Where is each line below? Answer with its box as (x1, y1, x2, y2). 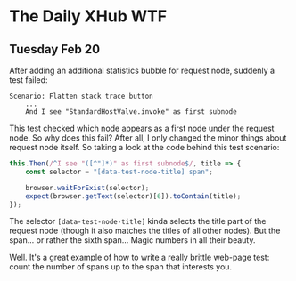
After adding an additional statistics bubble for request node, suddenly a (9, 65, 275, 76)
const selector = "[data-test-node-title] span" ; (25, 167, 214, 176)
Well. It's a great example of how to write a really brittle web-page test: (9, 252, 270, 263)
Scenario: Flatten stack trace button (9, 92, 153, 100)
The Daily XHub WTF (9, 6, 168, 27)
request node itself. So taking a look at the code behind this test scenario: (9, 142, 280, 152)
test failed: (9, 75, 48, 85)
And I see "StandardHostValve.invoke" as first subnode (25, 108, 238, 116)
